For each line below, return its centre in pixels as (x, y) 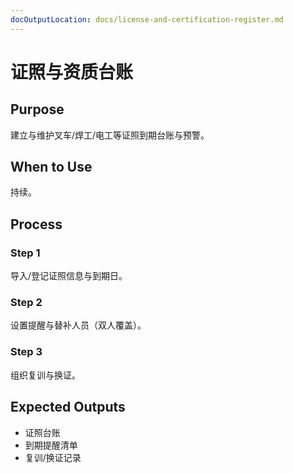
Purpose (37, 109)
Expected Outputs (68, 407)
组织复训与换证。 (45, 375)
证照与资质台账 (72, 72)
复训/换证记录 (53, 457)
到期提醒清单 (51, 445)
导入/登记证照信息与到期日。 (69, 276)
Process (36, 224)
